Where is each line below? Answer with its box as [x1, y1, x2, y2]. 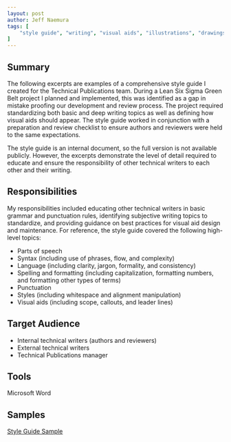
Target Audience [7, 318, 80, 330]
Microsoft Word [7, 389, 52, 397]
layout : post [7, 10, 45, 17]
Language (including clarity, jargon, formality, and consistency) [16, 261, 196, 269]
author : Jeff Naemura [7, 17, 69, 23]
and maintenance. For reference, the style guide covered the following [7, 226, 206, 234]
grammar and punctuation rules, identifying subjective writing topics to [7, 211, 208, 220]
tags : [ [7, 23, 30, 30]
